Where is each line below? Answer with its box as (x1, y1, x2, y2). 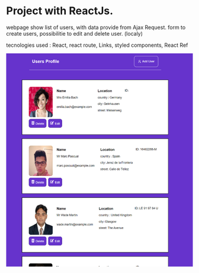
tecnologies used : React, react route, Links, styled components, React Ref (6, 41, 188, 49)
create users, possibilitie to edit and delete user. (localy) (6, 30, 143, 37)
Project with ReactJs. (6, 4, 114, 18)
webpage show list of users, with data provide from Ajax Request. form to (6, 24, 186, 31)
